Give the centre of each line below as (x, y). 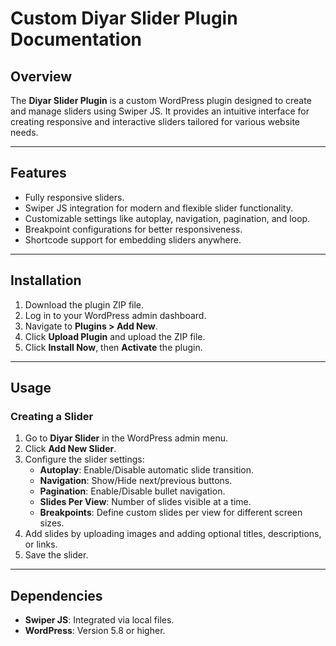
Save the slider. (56, 555)
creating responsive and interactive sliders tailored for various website (155, 121)
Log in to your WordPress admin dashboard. (115, 315)
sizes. (52, 523)
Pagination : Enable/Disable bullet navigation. (132, 491)
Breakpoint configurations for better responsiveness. (133, 229)
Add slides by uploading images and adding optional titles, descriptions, (173, 534)
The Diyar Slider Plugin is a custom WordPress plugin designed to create (161, 100)
